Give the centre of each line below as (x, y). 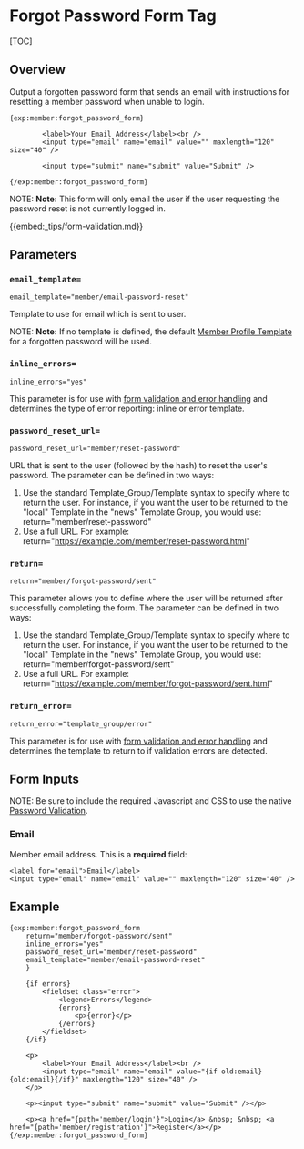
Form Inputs (45, 780)
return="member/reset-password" (87, 522)
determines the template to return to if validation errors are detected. (138, 750)
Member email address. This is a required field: (98, 854)
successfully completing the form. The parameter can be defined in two (144, 608)
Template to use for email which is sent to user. (98, 314)
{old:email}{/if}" (44, 1079)
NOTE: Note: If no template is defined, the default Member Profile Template (151, 332)
